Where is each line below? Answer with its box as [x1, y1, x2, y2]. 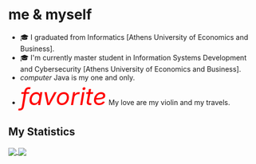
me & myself [8, 6, 93, 24]
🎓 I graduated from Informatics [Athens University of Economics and [19, 32, 249, 41]
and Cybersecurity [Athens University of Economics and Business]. [19, 64, 242, 73]
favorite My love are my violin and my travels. [19, 81, 230, 111]
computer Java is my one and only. [19, 72, 136, 82]
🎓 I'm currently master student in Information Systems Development [19, 53, 247, 62]
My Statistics [8, 125, 76, 139]
